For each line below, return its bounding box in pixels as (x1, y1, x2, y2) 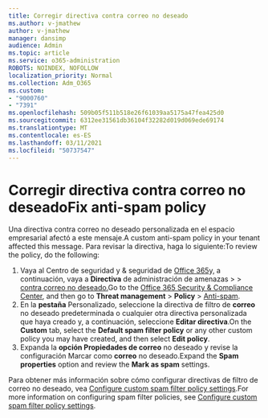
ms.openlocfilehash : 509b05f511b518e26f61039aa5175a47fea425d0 (8, 109, 225, 117)
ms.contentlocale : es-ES (8, 131, 91, 139)
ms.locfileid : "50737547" (8, 146, 95, 154)
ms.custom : (8, 86, 45, 95)
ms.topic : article (8, 49, 70, 57)
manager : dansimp (8, 34, 67, 43)
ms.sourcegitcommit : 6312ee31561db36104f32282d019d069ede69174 (8, 117, 225, 125)
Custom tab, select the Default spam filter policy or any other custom (19, 326, 253, 335)
